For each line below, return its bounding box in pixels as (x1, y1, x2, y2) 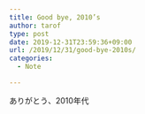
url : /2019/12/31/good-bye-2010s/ (9, 46, 137, 55)
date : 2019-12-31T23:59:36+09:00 (9, 37, 133, 47)
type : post (9, 29, 50, 38)
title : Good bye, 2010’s (9, 12, 101, 22)
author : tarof (9, 21, 62, 30)
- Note (17, 63, 42, 72)
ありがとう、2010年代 (9, 95, 89, 106)
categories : (9, 54, 53, 63)
